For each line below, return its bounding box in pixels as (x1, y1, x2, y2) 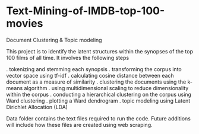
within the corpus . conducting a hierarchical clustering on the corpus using (6, 91, 192, 98)
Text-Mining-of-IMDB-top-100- (6, 4, 165, 18)
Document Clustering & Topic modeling (6, 36, 102, 43)
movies (6, 17, 43, 30)
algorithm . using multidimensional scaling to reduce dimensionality (24, 84, 189, 91)
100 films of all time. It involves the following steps (6, 54, 129, 61)
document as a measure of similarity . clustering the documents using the (6, 78, 187, 85)
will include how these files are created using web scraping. (6, 121, 153, 128)
